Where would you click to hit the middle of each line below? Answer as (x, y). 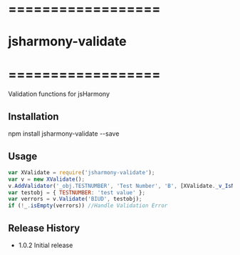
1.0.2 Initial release (46, 245)
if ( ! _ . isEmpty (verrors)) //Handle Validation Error (88, 206)
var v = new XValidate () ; (46, 179)
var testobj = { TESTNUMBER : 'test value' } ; (77, 192)
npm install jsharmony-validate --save (64, 134)
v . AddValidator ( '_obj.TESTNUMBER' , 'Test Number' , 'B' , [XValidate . (112, 186)
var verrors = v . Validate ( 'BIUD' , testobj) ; (75, 199)
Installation (33, 116)
